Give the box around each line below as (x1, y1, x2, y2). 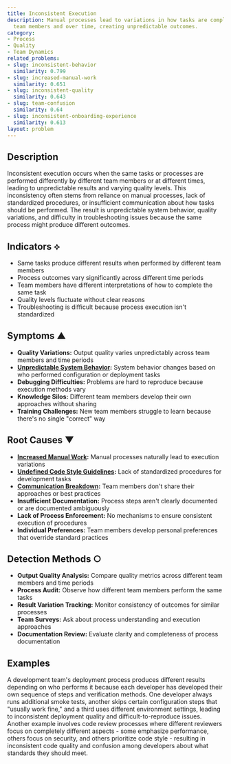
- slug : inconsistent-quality (7, 87, 94, 94)
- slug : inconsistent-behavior (7, 61, 97, 68)
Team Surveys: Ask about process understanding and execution (16, 615, 201, 624)
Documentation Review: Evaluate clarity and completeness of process (16, 630, 219, 639)
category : (7, 29, 36, 37)
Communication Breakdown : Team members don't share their (16, 482, 195, 490)
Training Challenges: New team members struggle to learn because (16, 407, 212, 415)
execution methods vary (16, 385, 86, 393)
